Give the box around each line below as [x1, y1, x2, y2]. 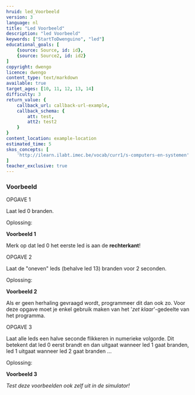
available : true [6, 81, 46, 87]
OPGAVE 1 [6, 196, 31, 203]
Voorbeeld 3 [6, 371, 37, 378]
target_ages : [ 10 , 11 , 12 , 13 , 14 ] [6, 86, 94, 92]
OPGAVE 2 [6, 253, 33, 261]
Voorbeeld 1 [6, 231, 37, 238]
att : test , [27, 113, 55, 119]
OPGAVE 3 [6, 324, 33, 331]
